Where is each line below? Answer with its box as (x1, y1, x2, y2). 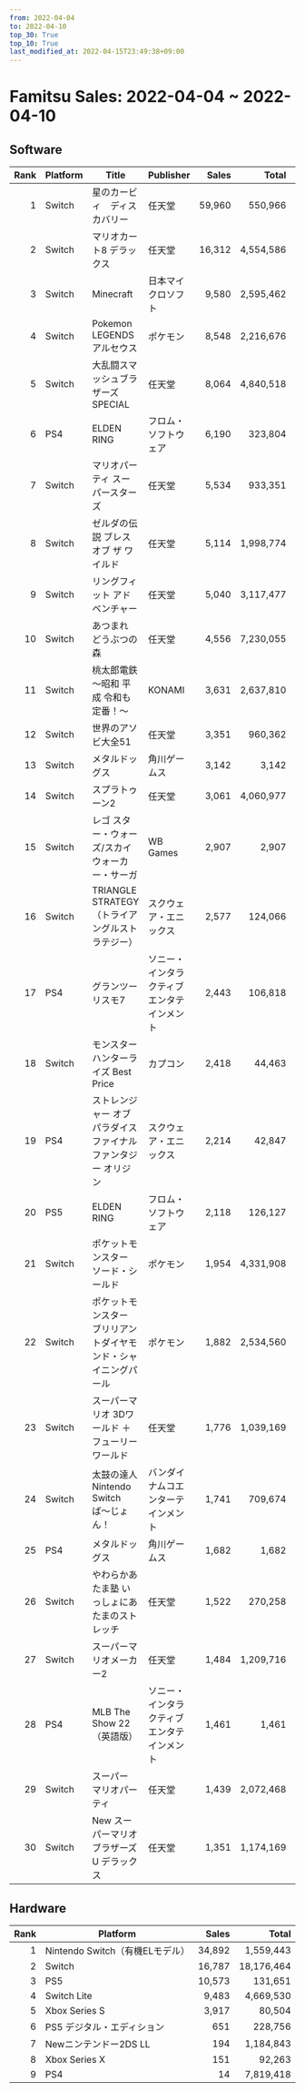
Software (9, 142, 63, 157)
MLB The (92, 1706, 131, 1719)
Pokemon (92, 318, 133, 330)
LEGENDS (92, 329, 134, 341)
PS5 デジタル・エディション (44, 2020, 165, 2033)
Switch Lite (44, 1989, 93, 2002)
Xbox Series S (44, 2004, 105, 2016)
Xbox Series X (44, 2053, 106, 2066)
